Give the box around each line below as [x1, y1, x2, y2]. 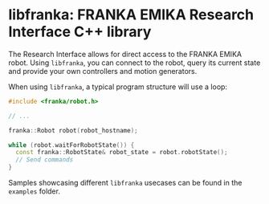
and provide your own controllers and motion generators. [8, 66, 198, 75]
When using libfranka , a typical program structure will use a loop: [8, 82, 227, 92]
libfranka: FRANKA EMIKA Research [8, 6, 255, 24]
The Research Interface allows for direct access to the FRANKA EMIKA [8, 49, 243, 59]
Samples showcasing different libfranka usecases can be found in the [8, 178, 243, 188]
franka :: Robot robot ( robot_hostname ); [8, 126, 138, 134]
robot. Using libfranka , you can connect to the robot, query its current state [8, 58, 261, 67]
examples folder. [8, 186, 60, 196]
